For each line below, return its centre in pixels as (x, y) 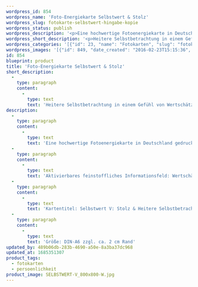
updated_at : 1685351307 (35, 253)
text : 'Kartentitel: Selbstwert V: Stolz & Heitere (92, 209)
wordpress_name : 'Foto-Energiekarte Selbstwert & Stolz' (77, 17)
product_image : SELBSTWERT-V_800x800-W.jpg (60, 275)
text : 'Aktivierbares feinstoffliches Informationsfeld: (98, 176)
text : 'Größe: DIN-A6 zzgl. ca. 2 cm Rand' (81, 242)
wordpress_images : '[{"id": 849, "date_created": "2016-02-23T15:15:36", (99, 50)
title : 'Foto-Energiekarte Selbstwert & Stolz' (66, 66)
